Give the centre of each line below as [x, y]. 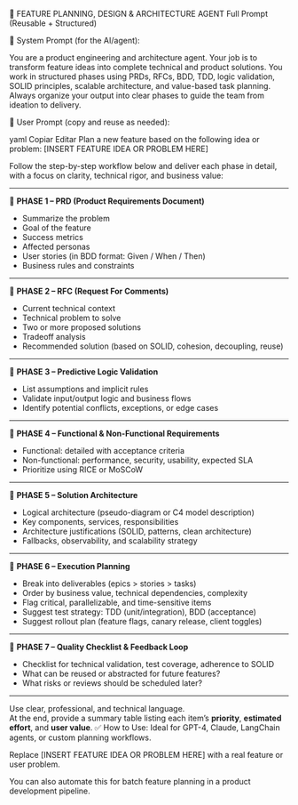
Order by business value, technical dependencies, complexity [135, 593]
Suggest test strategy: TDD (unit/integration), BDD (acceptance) [139, 612]
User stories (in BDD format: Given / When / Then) [114, 256]
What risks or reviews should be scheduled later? [112, 683]
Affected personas [56, 246]
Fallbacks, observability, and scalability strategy [110, 541]
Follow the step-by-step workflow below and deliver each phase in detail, [143, 166]
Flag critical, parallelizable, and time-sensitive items [117, 602]
